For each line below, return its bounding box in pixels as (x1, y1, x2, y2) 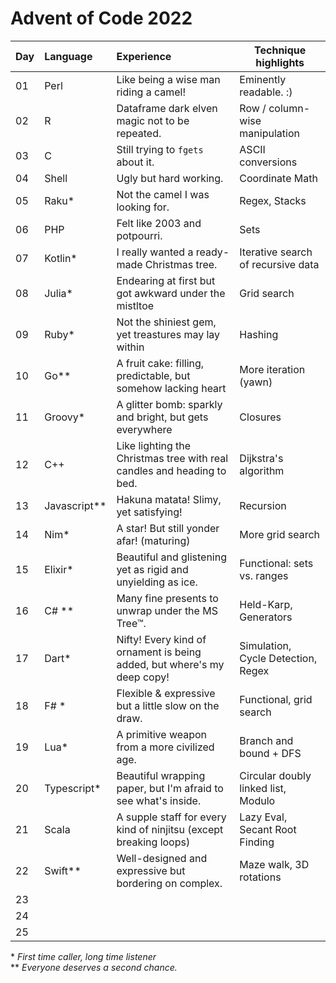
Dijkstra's (239, 451, 284, 465)
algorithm (239, 463, 285, 477)
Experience (116, 49, 172, 63)
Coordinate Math (239, 171, 318, 185)
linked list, (239, 781, 287, 795)
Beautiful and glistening (116, 550, 228, 564)
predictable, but (116, 368, 191, 382)
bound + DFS (239, 746, 302, 760)
